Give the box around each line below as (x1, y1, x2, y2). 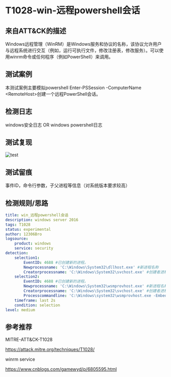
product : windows (14, 241, 51, 246)
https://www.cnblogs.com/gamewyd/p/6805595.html (5, 366, 117, 372)
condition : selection (14, 303, 60, 308)
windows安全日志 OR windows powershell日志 (5, 122, 103, 128)
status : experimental (5, 227, 51, 232)
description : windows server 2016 (5, 217, 79, 222)
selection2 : (14, 274, 40, 279)
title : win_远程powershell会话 (5, 212, 69, 218)
